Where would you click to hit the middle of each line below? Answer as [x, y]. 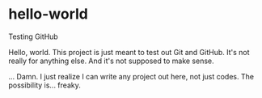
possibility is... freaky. [44, 85]
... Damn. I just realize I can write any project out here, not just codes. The [131, 76]
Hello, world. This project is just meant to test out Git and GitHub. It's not [129, 52]
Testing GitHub [33, 36]
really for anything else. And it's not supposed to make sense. [111, 61]
